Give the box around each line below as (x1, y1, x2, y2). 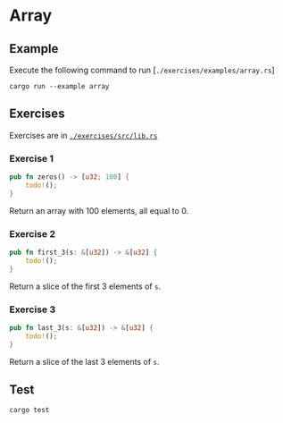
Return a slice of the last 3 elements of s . (9, 356, 160, 367)
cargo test (9, 406, 50, 415)
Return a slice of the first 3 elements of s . (9, 281, 162, 292)
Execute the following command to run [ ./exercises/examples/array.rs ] (9, 64, 275, 75)
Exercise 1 (9, 152, 54, 165)
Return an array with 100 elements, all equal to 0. (9, 205, 189, 216)
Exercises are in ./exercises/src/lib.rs (9, 130, 158, 140)
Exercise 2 (9, 227, 56, 240)
